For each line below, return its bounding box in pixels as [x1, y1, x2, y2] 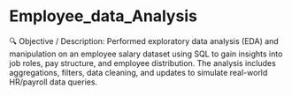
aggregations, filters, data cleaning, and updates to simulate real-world [9, 67, 268, 78]
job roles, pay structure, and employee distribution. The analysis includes [9, 57, 276, 68]
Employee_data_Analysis [9, 6, 197, 26]
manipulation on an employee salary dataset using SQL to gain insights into [9, 48, 283, 59]
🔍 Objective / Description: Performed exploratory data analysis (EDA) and [9, 35, 279, 46]
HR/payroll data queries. [9, 77, 98, 87]
